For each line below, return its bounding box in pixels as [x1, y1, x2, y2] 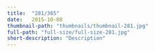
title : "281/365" [7, 9, 60, 17]
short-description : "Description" [7, 35, 106, 42]
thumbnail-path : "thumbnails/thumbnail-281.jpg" [7, 22, 149, 29]
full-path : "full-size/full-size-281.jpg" [7, 28, 130, 36]
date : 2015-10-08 [7, 16, 63, 23]
